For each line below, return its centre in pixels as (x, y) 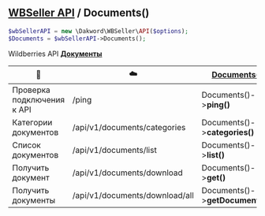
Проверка (32, 90)
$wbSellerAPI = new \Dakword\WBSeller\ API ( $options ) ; (99, 31)
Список (26, 145)
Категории (32, 122)
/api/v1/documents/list (115, 150)
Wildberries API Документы (55, 54)
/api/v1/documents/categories (129, 127)
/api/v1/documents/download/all (133, 195)
